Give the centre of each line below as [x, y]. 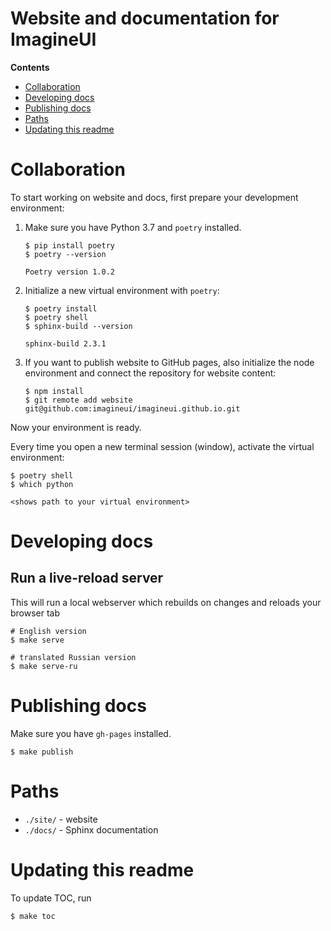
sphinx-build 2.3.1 [65, 343]
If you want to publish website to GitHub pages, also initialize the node [169, 362]
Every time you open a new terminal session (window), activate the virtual [162, 446]
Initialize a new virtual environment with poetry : [122, 290]
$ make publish [42, 752]
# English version [48, 631]
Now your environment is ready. [76, 427]
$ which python [42, 484]
